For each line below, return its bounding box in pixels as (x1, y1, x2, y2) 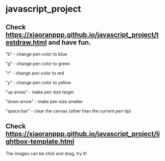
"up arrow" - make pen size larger (5, 89, 74, 95)
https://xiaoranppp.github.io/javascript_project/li (5, 130, 160, 138)
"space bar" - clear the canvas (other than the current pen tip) (5, 108, 131, 114)
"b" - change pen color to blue (5, 51, 68, 57)
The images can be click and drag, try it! (5, 150, 87, 156)
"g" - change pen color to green (5, 61, 71, 67)
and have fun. (48, 38, 91, 46)
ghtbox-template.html (5, 138, 75, 146)
